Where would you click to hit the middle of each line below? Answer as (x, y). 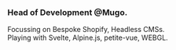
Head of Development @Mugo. (68, 12)
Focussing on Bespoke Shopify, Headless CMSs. (86, 30)
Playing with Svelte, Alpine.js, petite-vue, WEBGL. (88, 37)
